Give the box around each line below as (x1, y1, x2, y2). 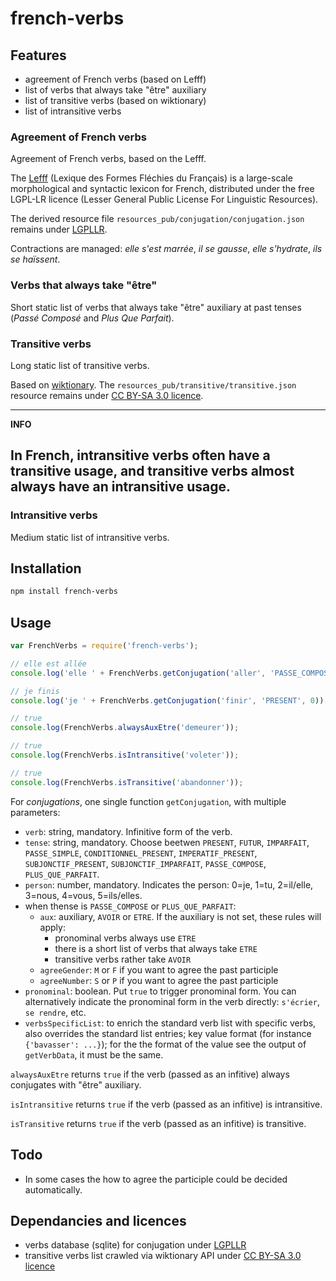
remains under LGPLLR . (10, 223, 108, 236)
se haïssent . (10, 253, 61, 266)
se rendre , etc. (24, 1006, 87, 1018)
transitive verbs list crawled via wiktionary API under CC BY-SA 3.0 (24, 1250, 302, 1262)
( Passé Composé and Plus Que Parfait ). (10, 312, 175, 324)
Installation (10, 560, 82, 577)
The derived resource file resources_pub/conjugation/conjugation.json (10, 213, 305, 225)
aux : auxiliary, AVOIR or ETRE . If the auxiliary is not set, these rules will (39, 910, 322, 922)
